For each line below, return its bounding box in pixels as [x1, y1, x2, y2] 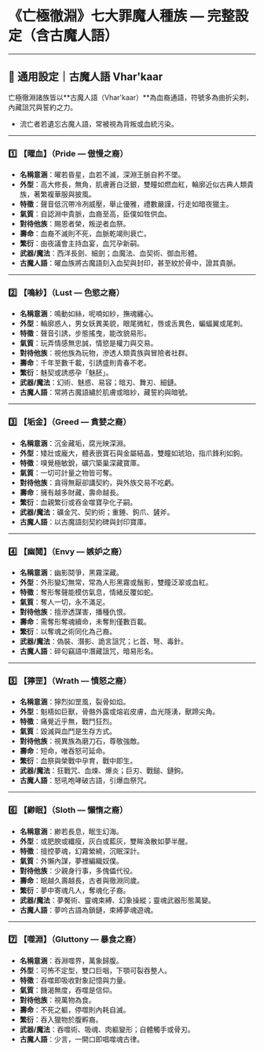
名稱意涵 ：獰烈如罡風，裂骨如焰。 [19, 697, 130, 707]
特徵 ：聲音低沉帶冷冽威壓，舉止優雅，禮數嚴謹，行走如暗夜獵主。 [19, 200, 233, 209]
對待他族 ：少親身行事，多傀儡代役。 [19, 865, 137, 875]
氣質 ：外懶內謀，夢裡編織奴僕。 [19, 856, 123, 865]
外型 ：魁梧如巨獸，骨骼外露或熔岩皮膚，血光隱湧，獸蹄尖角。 [19, 707, 220, 716]
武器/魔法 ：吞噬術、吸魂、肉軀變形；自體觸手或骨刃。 [19, 1024, 195, 1034]
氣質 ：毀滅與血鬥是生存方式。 [19, 726, 116, 736]
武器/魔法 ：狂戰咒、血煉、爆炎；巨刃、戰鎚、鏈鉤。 [19, 766, 189, 775]
